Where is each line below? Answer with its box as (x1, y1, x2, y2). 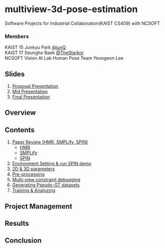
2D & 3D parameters (12, 166, 55, 172)
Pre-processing (12, 171, 45, 177)
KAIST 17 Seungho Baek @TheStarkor (5, 49, 84, 56)
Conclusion (5, 236, 42, 245)
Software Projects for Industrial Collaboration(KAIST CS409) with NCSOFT (5, 20, 160, 26)
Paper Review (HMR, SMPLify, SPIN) (12, 139, 88, 145)
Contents (5, 125, 35, 134)
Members (5, 33, 29, 40)
